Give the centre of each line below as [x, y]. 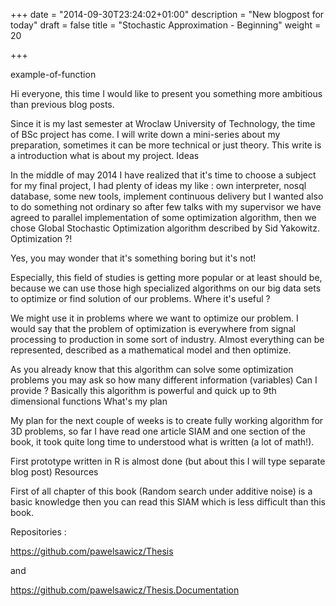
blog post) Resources [54, 472]
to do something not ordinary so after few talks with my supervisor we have [166, 207]
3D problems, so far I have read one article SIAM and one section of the [158, 431]
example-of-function [53, 74]
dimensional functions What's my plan [89, 401]
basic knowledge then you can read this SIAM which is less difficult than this [168, 502]
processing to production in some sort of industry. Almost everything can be [167, 339]
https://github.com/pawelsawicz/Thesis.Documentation [125, 590]
